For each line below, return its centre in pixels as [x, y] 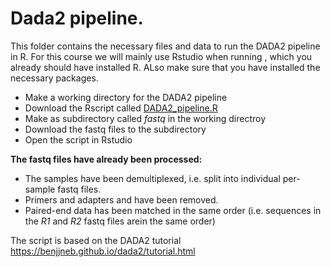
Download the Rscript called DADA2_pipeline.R [121, 108]
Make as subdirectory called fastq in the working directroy [145, 118]
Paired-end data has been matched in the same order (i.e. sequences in [173, 210]
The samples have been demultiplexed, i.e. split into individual [152, 178]
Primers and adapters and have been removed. [121, 199]
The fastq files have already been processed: [106, 159]
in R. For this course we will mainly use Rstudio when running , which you [161, 56]
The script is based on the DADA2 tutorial [96, 240]
